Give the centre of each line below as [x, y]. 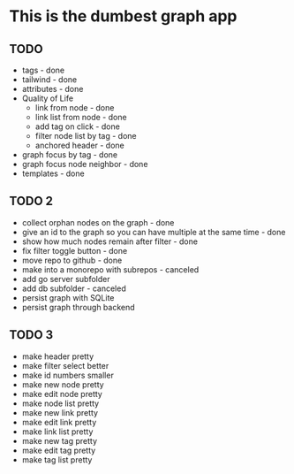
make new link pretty [60, 412]
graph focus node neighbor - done [85, 164]
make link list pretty [57, 432]
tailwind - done [49, 80]
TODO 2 [31, 201]
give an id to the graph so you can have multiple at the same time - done [154, 232]
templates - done [53, 173]
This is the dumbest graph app [123, 16]
